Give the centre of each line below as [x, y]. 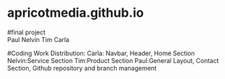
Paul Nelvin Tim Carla [38, 39]
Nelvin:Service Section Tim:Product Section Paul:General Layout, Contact [113, 60]
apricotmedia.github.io [76, 13]
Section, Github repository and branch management [82, 68]
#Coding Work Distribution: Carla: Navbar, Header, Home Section [101, 53]
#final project [27, 32]
